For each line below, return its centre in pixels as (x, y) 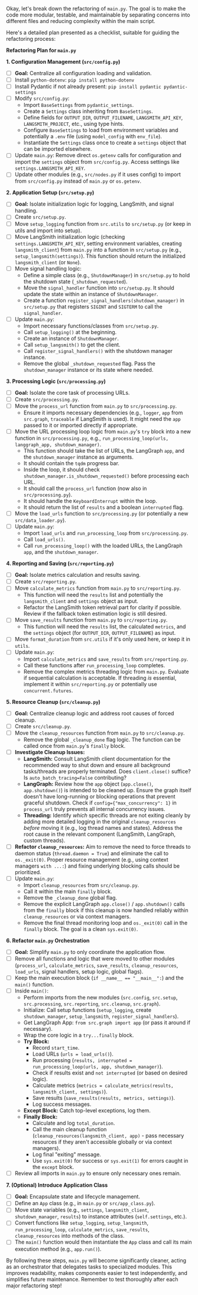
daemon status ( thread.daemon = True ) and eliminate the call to (92, 853)
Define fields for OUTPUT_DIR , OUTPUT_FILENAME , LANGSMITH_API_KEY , (103, 118)
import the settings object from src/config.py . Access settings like (97, 162)
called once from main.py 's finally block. (74, 746)
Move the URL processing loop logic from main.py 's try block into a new (103, 431)
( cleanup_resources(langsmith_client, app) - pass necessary (108, 1136)
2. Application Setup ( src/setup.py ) (50, 193)
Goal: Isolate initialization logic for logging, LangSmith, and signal (94, 204)
